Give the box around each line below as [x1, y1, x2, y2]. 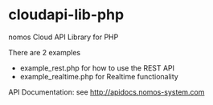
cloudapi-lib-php [8, 6, 125, 24]
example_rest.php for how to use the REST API [19, 63, 175, 73]
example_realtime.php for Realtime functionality [19, 71, 178, 81]
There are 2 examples [8, 47, 81, 57]
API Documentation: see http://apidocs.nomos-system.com [8, 87, 205, 97]
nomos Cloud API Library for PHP [8, 32, 119, 42]
